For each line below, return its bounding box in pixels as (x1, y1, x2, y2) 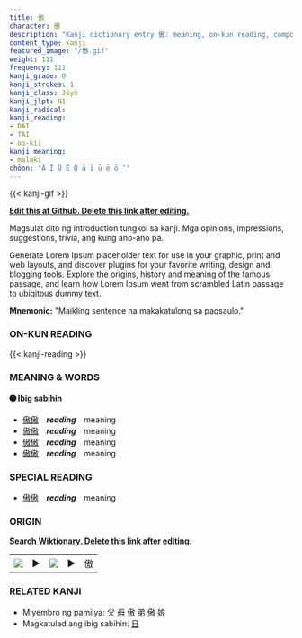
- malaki (9, 155, 42, 164)
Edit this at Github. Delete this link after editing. (9, 206, 190, 217)
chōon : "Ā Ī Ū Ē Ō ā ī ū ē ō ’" (9, 164, 130, 173)
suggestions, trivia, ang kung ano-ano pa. (9, 233, 164, 244)
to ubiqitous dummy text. (9, 288, 102, 299)
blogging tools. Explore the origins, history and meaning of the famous (9, 269, 271, 279)
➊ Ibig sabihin (9, 393, 63, 404)
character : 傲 (9, 22, 61, 31)
